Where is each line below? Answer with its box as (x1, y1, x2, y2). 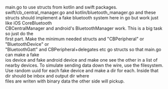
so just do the (5, 31, 34, 36)
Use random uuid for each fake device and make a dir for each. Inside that (5, 68, 159, 74)
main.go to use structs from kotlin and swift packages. (5, 4, 118, 10)
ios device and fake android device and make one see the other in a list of (5, 57, 158, 63)
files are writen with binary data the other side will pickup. (5, 78, 125, 84)
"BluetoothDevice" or (5, 41, 49, 47)
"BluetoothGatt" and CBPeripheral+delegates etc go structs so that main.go (5, 47, 161, 52)
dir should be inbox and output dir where (5, 73, 89, 79)
